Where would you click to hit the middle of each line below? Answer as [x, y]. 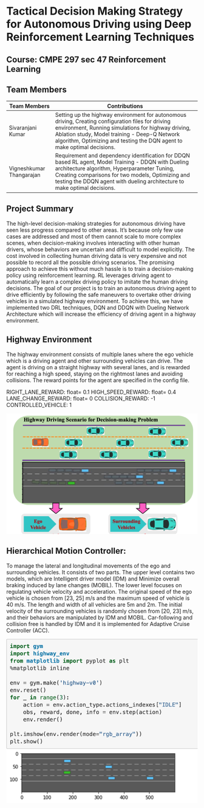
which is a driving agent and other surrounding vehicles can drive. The [95, 361]
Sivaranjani [23, 128]
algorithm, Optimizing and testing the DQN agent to [119, 141]
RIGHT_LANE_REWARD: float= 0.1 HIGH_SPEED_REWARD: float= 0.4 [91, 392]
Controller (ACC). [28, 630]
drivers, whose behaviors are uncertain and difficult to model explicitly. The [101, 249]
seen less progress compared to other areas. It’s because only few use [95, 230]
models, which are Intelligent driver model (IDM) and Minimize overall [93, 579]
